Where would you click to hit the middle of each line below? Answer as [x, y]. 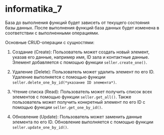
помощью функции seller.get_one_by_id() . [57, 107]
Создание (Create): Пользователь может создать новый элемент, [81, 52]
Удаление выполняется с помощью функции [59, 77]
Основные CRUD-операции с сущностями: [50, 42]
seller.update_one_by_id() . [40, 127]
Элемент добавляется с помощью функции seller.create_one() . [80, 62]
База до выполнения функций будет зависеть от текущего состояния [77, 22]
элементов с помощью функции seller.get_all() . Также [71, 97]
